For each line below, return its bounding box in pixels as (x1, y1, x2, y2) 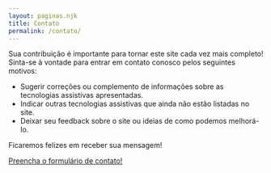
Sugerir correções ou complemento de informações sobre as (19, 82, 224, 91)
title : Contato (8, 19, 60, 27)
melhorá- (228, 116, 260, 126)
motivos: (8, 66, 38, 76)
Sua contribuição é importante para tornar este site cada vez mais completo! (8, 49, 265, 59)
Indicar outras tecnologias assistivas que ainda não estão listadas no (19, 99, 250, 109)
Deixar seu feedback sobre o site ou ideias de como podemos (19, 116, 227, 126)
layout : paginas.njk (8, 11, 78, 20)
